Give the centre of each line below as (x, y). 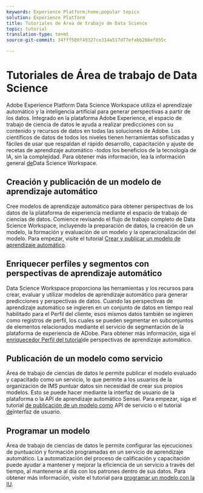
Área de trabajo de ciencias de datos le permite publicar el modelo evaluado (101, 373)
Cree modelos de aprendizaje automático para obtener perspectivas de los (100, 206)
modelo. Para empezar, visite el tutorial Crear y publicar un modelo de (93, 238)
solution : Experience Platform (46, 18)
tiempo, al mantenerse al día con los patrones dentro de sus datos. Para (96, 471)
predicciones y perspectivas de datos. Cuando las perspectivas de (90, 301)
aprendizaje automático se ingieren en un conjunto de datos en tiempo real (100, 307)
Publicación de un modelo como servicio (85, 358)
